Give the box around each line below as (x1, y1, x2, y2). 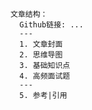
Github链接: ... (19, 20, 84, 30)
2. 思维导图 (19, 50, 63, 60)
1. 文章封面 (19, 39, 63, 49)
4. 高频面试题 (19, 71, 71, 81)
